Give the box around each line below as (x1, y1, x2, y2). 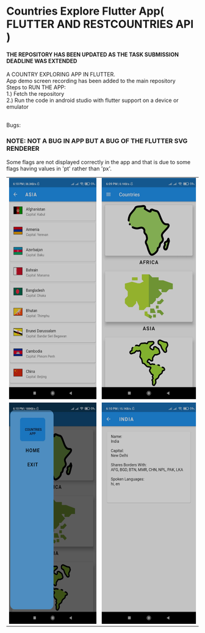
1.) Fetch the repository (6, 90, 65, 98)
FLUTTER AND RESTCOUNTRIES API (6, 17, 194, 31)
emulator (6, 103, 29, 110)
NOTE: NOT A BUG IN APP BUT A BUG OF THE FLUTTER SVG (6, 137, 188, 145)
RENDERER (6, 145, 40, 153)
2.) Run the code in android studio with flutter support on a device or (6, 96, 179, 104)
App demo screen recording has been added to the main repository (6, 78, 176, 85)
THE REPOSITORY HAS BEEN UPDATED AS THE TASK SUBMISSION (6, 51, 179, 58)
